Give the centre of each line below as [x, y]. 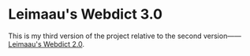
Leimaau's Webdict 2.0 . [47, 44]
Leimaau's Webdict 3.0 [86, 14]
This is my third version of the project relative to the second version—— [125, 36]
